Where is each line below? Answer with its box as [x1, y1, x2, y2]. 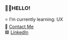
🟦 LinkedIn [5, 29, 29, 35]
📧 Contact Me [5, 24, 34, 30]
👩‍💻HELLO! [5, 5, 31, 12]
